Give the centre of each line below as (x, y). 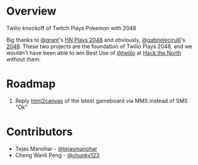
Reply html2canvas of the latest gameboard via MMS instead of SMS (101, 100)
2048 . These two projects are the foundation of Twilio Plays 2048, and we (99, 46)
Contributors (40, 132)
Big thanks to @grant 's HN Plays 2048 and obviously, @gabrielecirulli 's (96, 40)
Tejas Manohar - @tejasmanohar (56, 149)
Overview (31, 11)
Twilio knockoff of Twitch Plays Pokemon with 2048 (71, 28)
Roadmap (31, 84)
